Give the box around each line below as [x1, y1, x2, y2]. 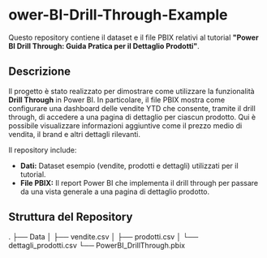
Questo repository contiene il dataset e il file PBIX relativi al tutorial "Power [8, 32, 259, 42]
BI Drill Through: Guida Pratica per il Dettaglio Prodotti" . [8, 41, 200, 50]
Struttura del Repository [8, 210, 133, 224]
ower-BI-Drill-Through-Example [8, 6, 228, 24]
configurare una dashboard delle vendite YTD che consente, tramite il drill [8, 103, 256, 113]
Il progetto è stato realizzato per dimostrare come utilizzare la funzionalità [8, 86, 255, 96]
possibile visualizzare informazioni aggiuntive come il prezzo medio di [8, 120, 243, 131]
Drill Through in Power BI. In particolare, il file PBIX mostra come [8, 95, 226, 105]
